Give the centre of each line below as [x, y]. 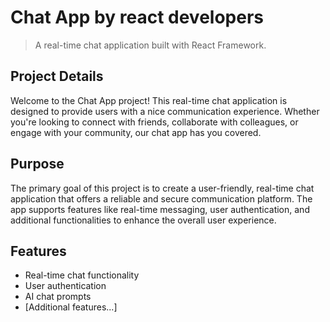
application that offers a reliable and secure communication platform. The [161, 198]
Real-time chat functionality [82, 275]
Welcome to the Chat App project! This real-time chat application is [149, 100]
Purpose [37, 164]
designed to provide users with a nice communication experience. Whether [165, 111]
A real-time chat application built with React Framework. [150, 45]
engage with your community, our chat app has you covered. [136, 132]
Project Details [57, 76]
